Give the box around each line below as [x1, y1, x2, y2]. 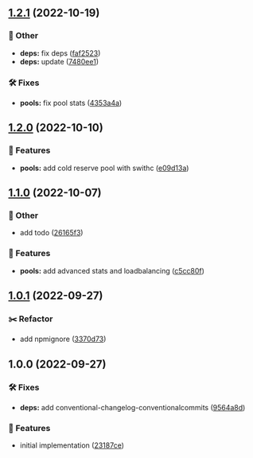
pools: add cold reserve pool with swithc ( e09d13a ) [19, 163, 189, 173]
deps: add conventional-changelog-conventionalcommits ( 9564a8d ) [19, 403, 246, 413]
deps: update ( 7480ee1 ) [19, 56, 99, 66]
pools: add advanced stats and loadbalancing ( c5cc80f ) [19, 266, 205, 275]
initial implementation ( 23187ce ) [19, 441, 125, 450]
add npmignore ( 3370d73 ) [19, 334, 107, 344]
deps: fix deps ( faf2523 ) [19, 48, 101, 58]
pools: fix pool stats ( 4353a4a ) [19, 98, 123, 107]
